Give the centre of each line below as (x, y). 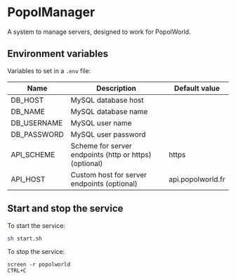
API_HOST (28, 179)
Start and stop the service (65, 209)
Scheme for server (101, 146)
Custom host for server (109, 174)
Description (116, 88)
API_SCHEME (33, 154)
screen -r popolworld (39, 265)
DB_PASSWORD (38, 134)
